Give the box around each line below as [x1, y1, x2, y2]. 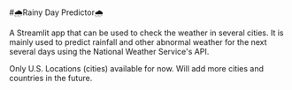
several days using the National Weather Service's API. [9, 47, 210, 56]
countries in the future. [9, 73, 93, 83]
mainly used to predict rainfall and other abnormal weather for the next [9, 37, 267, 47]
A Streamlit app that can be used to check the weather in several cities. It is [9, 27, 284, 38]
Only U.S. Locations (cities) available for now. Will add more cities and [9, 64, 264, 73]
